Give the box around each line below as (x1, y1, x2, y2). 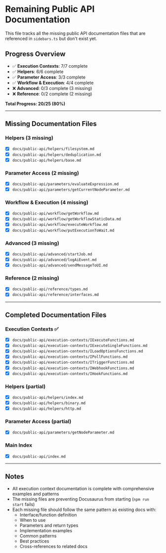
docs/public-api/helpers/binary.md (12, 400, 86, 406)
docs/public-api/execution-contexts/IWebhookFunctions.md (12, 366, 134, 371)
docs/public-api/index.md (12, 454, 66, 459)
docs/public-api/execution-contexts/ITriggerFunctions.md (12, 360, 134, 365)
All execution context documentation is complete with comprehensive (12, 485, 155, 491)
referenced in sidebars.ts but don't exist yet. (5, 36, 97, 42)
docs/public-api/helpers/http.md (12, 406, 82, 411)
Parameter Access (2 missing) (5, 170, 79, 176)
